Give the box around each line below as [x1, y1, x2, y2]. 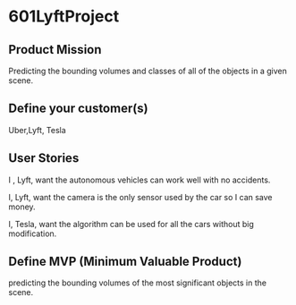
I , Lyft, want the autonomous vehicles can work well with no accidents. [8, 174, 271, 185]
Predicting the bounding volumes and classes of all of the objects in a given [8, 65, 287, 76]
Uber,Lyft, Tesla [8, 124, 66, 135]
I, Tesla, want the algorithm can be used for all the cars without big [8, 218, 254, 229]
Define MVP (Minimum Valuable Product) [8, 254, 242, 269]
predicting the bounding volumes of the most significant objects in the [8, 277, 267, 288]
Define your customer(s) [8, 101, 148, 116]
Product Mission [8, 42, 102, 57]
